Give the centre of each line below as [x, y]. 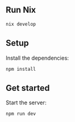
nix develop [21, 24]
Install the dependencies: [37, 58]
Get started [28, 88]
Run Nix [21, 10]
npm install [21, 69]
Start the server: [26, 102]
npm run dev [21, 114]
